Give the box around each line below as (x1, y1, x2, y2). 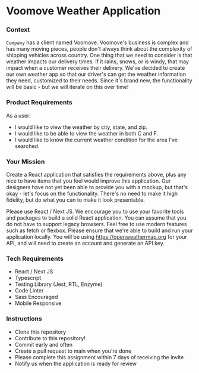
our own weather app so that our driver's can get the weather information (6, 70, 187, 78)
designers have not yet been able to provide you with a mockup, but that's (6, 184, 188, 191)
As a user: (6, 112, 31, 119)
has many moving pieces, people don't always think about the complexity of (6, 45, 192, 53)
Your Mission (6, 157, 45, 165)
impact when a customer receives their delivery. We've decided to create (6, 64, 185, 72)
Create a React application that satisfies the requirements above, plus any (6, 171, 187, 178)
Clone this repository (14, 328, 67, 335)
